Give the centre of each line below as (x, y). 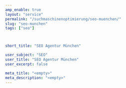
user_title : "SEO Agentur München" (42, 60)
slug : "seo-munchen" (27, 24)
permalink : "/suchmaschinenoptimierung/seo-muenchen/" (63, 19)
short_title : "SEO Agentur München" (43, 46)
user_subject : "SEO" (27, 55)
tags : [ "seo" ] (20, 28)
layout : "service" (24, 14)
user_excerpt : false (27, 64)
